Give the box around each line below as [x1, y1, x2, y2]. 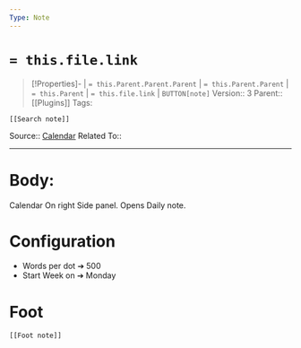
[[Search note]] [9, 114, 70, 124]
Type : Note [9, 13, 50, 22]
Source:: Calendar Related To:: [9, 130, 123, 141]
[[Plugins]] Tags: [30, 97, 93, 108]
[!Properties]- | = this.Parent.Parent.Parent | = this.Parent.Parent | [30, 78, 289, 89]
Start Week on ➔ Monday [21, 270, 116, 281]
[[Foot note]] [9, 331, 63, 341]
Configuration [9, 231, 116, 251]
